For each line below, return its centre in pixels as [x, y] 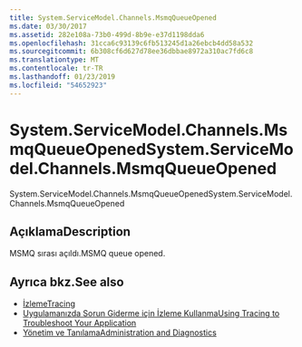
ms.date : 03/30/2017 [49, 26]
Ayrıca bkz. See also [67, 282]
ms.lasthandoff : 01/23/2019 [63, 77]
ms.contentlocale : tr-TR [56, 69]
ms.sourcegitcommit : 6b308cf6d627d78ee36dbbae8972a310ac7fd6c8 [132, 52]
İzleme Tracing [49, 304]
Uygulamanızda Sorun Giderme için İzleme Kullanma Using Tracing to [151, 313]
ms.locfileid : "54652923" [58, 85]
